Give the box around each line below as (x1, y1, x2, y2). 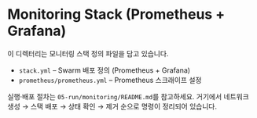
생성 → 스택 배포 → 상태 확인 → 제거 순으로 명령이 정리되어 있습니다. (7, 102, 218, 111)
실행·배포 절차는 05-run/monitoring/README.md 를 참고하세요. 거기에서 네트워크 (7, 91, 249, 101)
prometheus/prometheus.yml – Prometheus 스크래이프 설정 (18, 75, 202, 84)
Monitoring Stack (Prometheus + (7, 5, 226, 23)
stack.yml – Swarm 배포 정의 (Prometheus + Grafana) (18, 65, 190, 75)
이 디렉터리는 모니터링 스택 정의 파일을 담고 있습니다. (7, 48, 169, 58)
